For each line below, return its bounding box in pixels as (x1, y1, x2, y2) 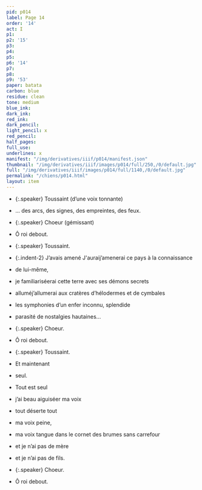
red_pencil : (6, 133, 36, 140)
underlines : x (6, 150, 42, 156)
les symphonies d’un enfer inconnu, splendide (15, 301, 130, 308)
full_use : (6, 144, 32, 151)
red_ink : (6, 116, 29, 122)
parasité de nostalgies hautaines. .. (15, 312, 101, 320)
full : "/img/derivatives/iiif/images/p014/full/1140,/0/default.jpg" (6, 167, 186, 173)
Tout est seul (15, 384, 48, 391)
